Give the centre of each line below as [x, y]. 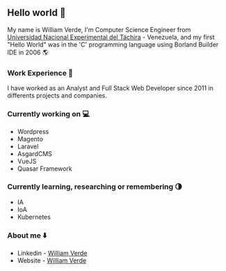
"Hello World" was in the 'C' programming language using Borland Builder [113, 44]
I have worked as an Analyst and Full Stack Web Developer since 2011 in [111, 88]
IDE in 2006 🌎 [28, 52]
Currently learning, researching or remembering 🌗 [95, 187]
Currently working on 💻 [49, 114]
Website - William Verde [52, 261]
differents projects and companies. [57, 95]
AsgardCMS [34, 154]
